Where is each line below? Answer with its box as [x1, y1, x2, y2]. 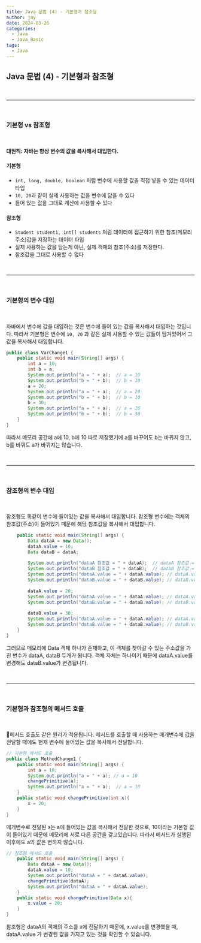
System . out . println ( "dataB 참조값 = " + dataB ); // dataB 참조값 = [28, 566, 194, 572]
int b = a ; [28, 366, 55, 372]
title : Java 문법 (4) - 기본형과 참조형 [6, 8, 97, 15]
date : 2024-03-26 [6, 20, 50, 26]
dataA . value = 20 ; [28, 588, 74, 594]
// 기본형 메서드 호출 [6, 751, 53, 757]
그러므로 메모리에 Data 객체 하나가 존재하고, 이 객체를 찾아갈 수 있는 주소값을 [6, 644, 185, 651]
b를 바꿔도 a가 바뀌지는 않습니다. [6, 441, 83, 448]
